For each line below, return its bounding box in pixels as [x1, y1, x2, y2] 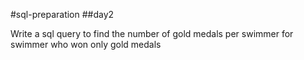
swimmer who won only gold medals [10, 39, 162, 50]
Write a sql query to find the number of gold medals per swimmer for [10, 28, 294, 39]
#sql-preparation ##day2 [10, 9, 115, 20]
